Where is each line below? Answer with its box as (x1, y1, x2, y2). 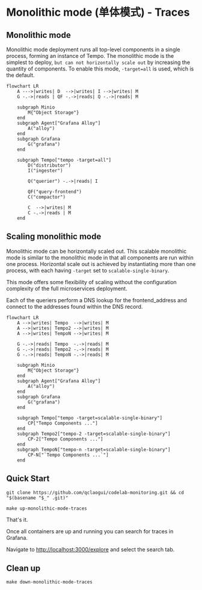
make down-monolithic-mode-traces (6, 579, 93, 585)
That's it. (6, 516, 28, 523)
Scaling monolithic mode (6, 232, 102, 242)
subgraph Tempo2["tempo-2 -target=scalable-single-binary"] (17, 431, 171, 437)
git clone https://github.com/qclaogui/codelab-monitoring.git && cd (6, 489, 185, 495)
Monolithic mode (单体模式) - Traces (6, 5, 190, 19)
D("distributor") (28, 162, 71, 168)
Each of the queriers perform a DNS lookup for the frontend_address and (6, 296, 188, 303)
